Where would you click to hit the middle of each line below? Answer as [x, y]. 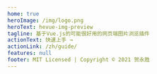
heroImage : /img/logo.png [45, 20]
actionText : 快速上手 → [40, 40]
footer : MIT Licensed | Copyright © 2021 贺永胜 [79, 60]
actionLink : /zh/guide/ [42, 47]
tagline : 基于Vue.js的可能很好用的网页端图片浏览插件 [78, 33]
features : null [30, 54]
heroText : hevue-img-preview [50, 27]
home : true [23, 14]
